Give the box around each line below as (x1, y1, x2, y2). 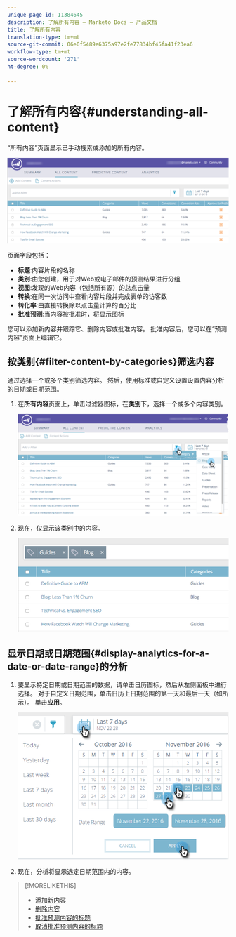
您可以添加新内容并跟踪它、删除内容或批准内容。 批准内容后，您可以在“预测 (7, 324, 228, 333)
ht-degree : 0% (7, 63, 49, 70)
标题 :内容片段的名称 (17, 265, 75, 274)
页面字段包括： (7, 251, 51, 259)
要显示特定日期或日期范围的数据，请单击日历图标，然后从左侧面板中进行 (17, 680, 227, 689)
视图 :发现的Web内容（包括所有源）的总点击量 (17, 283, 150, 291)
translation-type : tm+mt (7, 34, 80, 41)
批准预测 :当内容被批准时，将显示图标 (17, 310, 124, 318)
